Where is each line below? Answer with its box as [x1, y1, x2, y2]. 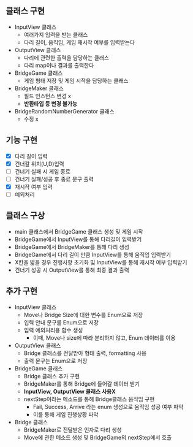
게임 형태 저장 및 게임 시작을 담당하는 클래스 [23, 77, 129, 84]
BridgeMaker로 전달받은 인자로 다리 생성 [23, 426, 122, 434]
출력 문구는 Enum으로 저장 [23, 357, 88, 364]
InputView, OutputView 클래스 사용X [23, 388, 116, 395]
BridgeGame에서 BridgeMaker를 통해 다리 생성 [14, 243, 130, 250]
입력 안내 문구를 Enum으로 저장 [23, 318, 99, 326]
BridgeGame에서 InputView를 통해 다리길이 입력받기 [14, 235, 142, 243]
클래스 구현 [6, 6, 45, 17]
